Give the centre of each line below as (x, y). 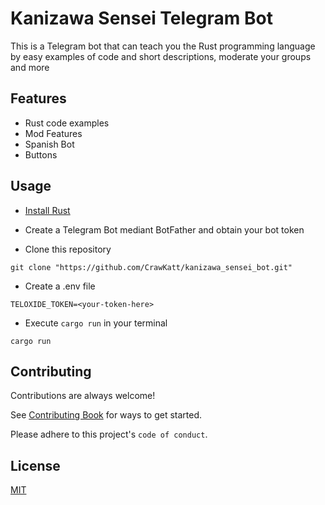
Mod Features (53, 133)
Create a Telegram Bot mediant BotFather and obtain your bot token (164, 229)
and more (30, 67)
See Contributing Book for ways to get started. (106, 415)
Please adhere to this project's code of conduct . (109, 434)
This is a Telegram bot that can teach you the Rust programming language (163, 46)
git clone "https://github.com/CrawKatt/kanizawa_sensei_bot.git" (151, 267)
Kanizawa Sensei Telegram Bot (141, 18)
